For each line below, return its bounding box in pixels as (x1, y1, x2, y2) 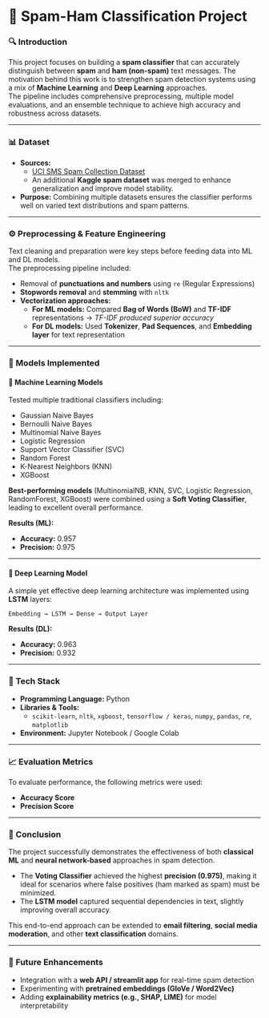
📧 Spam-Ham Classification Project (8, 7, 248, 26)
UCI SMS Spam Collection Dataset (31, 166, 146, 176)
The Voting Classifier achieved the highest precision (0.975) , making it (19, 871, 258, 881)
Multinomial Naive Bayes (19, 428, 102, 438)
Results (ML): (8, 519, 54, 528)
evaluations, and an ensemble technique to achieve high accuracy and (8, 100, 241, 110)
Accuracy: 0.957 (19, 534, 77, 543)
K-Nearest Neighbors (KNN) (19, 462, 113, 471)
